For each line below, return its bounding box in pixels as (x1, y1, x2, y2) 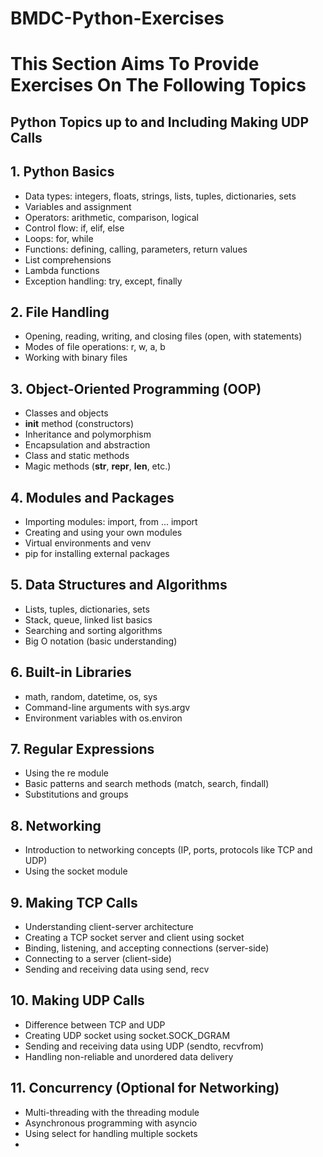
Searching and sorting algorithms (24, 624, 163, 636)
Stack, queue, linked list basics (24, 613, 153, 626)
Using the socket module (24, 865, 128, 877)
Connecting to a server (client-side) (24, 953, 172, 965)
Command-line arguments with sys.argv (24, 701, 191, 713)
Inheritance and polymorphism (24, 428, 152, 441)
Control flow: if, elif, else (24, 222, 125, 234)
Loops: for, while (24, 232, 94, 244)
